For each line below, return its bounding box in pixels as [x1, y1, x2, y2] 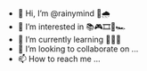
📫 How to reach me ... [17, 53, 101, 64]
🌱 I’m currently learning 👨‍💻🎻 [17, 35, 122, 44]
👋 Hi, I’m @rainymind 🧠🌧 [17, 8, 111, 19]
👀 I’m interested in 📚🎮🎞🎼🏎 [17, 21, 127, 32]
